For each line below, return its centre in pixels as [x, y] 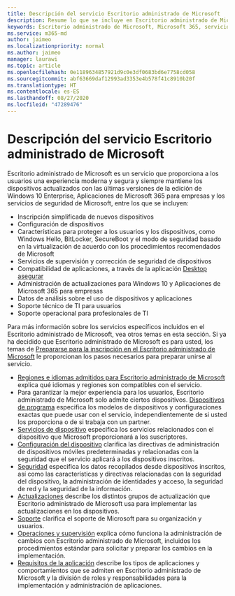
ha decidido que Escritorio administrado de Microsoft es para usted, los [110, 341]
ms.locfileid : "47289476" [45, 105]
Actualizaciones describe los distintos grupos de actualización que [114, 496]
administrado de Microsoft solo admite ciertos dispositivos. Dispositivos [121, 400]
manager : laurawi [33, 59]
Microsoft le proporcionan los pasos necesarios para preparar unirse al [109, 356]
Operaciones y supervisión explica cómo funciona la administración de [120, 533]
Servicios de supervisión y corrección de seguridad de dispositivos [114, 261]
